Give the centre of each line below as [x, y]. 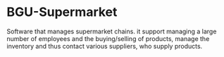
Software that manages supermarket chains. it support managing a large [112, 31]
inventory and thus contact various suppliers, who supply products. [105, 46]
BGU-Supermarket [62, 12]
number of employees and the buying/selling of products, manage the [108, 38]
